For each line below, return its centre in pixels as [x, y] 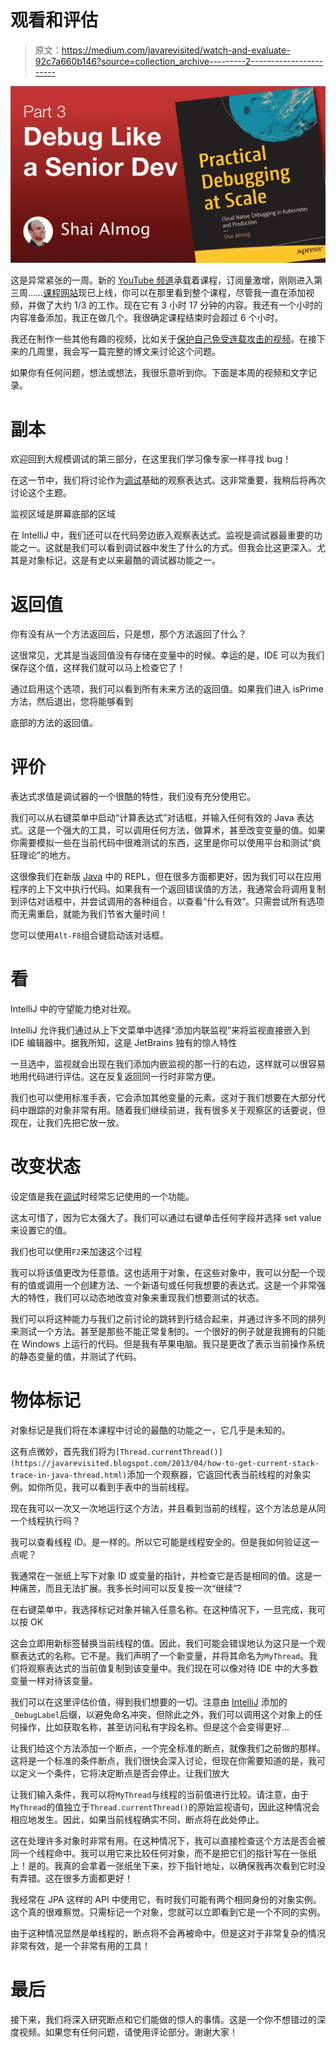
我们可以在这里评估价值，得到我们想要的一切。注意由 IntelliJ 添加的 [149, 1702]
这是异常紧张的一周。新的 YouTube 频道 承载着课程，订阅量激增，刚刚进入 [162, 280]
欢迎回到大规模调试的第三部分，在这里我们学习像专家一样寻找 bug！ [151, 459]
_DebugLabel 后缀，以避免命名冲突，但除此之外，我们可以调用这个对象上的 [162, 1715]
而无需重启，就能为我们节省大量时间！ [89, 914]
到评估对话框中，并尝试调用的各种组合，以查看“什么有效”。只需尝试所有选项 [167, 902]
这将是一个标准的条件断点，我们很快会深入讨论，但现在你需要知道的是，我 [163, 1761]
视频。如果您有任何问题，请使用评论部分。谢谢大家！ [128, 2032]
